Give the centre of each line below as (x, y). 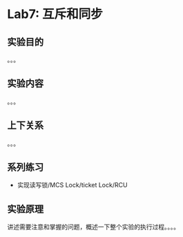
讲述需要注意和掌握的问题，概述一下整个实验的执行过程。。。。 (93, 227)
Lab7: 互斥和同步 (55, 14)
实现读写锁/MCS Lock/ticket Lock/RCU (72, 185)
